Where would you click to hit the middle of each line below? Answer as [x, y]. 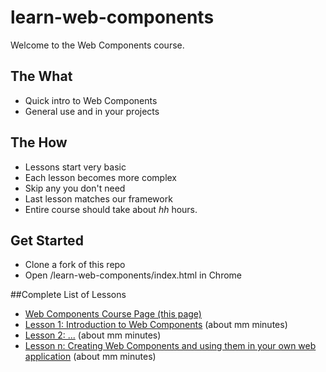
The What [41, 76]
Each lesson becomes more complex [101, 177]
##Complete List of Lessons [68, 295]
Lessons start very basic [75, 167]
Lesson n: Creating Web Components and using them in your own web [170, 346]
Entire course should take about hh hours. [111, 209]
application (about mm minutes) [90, 357]
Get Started [47, 240]
